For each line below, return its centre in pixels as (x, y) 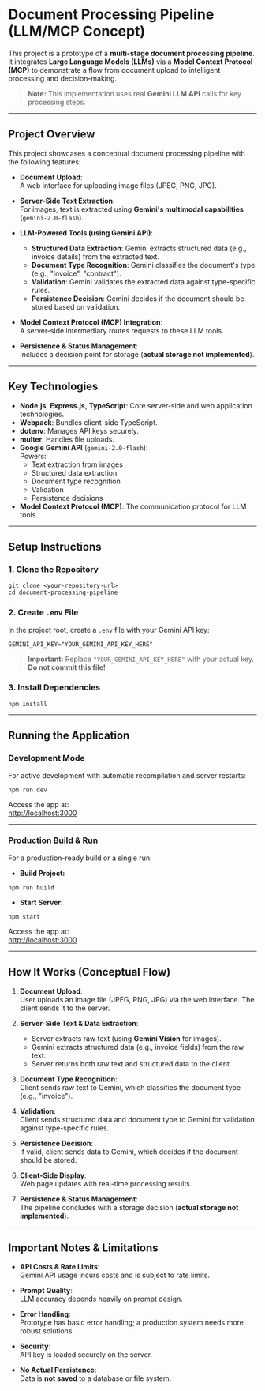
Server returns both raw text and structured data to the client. (131, 1063)
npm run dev (28, 790)
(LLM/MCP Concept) (77, 31)
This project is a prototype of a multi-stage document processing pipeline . (131, 53)
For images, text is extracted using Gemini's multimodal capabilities (132, 209)
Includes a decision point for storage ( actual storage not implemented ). (137, 354)
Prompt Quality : (46, 1291)
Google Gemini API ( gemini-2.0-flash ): (84, 447)
